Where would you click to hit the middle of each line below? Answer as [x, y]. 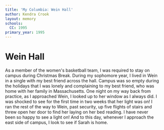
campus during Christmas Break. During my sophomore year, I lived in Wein [81, 75]
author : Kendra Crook [27, 14]
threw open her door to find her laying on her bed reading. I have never [77, 112]
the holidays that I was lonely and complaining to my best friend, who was [80, 86]
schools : [14, 23]
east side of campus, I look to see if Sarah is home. [57, 122]
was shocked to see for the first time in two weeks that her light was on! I [79, 102]
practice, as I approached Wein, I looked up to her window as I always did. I [81, 96]
